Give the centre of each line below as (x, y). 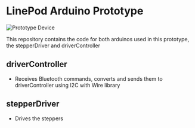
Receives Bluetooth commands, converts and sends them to (89, 78)
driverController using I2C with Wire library (67, 85)
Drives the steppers (39, 118)
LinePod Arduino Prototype (75, 11)
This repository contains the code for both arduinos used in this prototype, (98, 39)
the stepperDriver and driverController (53, 45)
